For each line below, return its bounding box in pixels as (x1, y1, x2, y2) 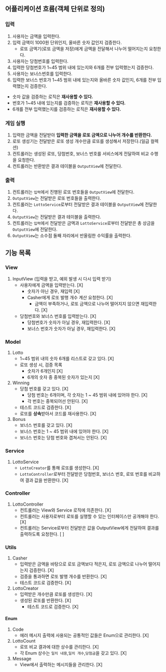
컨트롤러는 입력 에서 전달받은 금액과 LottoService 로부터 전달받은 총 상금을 (12, 220, 155, 226)
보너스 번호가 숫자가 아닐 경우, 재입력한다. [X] (27, 325, 116, 331)
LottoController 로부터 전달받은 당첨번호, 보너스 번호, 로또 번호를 (19, 471, 148, 477)
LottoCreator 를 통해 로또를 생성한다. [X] (19, 465, 99, 471)
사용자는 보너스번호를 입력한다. (12, 70, 73, 76)
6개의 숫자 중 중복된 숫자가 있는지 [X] (27, 374, 100, 380)
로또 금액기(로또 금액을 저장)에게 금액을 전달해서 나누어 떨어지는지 (19, 45, 148, 51)
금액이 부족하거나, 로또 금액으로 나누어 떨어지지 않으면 (34, 300, 140, 306)
